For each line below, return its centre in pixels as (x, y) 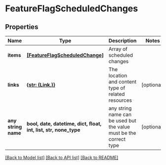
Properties (22, 27)
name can (120, 114)
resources (120, 100)
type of (117, 88)
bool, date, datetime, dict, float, (64, 124)
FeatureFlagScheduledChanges (72, 9)
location (118, 76)
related (117, 94)
